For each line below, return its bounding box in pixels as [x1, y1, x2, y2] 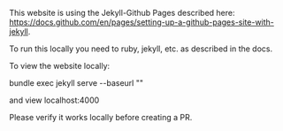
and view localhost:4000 [9, 95, 100, 105]
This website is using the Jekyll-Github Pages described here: [9, 8, 236, 18]
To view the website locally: [9, 61, 111, 71]
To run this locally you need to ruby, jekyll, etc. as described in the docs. [9, 43, 272, 54]
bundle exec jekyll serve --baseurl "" [9, 78, 144, 88]
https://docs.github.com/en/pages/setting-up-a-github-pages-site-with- [9, 17, 274, 27]
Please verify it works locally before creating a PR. [9, 112, 193, 122]
